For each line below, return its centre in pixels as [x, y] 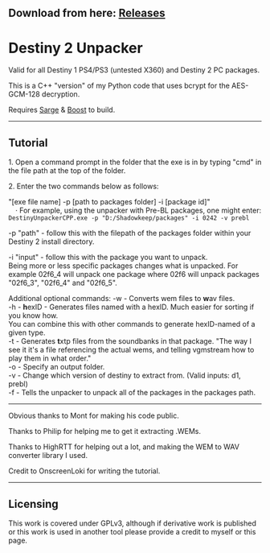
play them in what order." [50, 358]
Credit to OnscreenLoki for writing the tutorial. [84, 471]
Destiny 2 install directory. [51, 241]
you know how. [33, 316]
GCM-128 [24, 94]
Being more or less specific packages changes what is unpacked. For [123, 266]
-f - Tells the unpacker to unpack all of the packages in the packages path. [132, 393]
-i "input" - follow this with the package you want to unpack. [108, 258]
